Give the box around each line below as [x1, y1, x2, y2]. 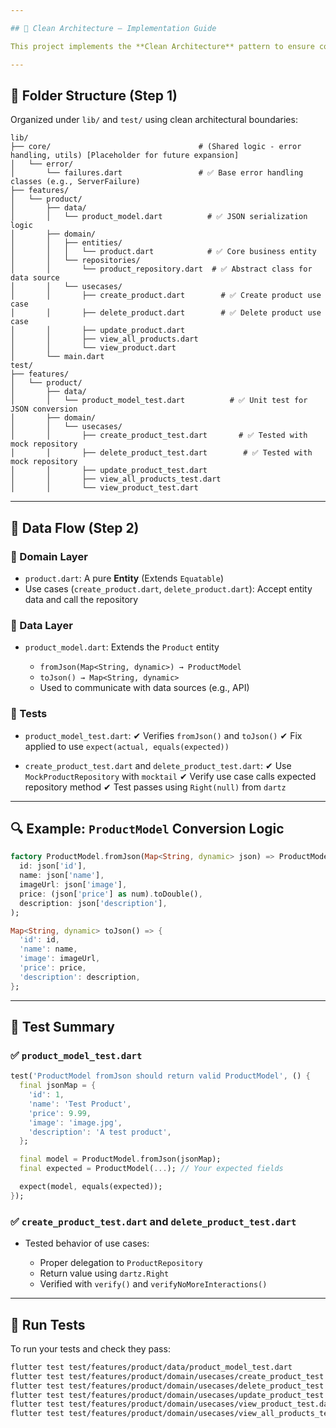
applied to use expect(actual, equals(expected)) [24, 740, 230, 752]
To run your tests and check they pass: [10, 1342, 171, 1355]
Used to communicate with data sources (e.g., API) [39, 682, 250, 694]
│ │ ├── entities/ [10, 238, 123, 248]
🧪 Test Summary [10, 1019, 115, 1036]
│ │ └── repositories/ [10, 256, 141, 266]
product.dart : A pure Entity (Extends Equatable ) [24, 572, 224, 584]
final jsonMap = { [19, 1081, 97, 1091]
